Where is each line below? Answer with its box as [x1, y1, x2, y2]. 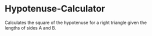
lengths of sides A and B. [4, 24, 56, 30]
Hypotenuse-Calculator [4, 3, 105, 14]
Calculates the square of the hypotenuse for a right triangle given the [4, 19, 147, 25]
